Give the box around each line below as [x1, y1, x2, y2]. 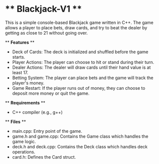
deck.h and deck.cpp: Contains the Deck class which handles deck [12, 143, 148, 149]
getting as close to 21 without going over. [5, 30, 88, 36]
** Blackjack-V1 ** [5, 3, 82, 15]
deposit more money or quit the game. [12, 90, 90, 96]
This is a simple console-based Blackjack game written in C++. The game [5, 20, 154, 25]
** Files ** [5, 119, 26, 124]
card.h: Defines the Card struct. [12, 154, 76, 160]
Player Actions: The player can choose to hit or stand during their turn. [12, 59, 155, 65]
